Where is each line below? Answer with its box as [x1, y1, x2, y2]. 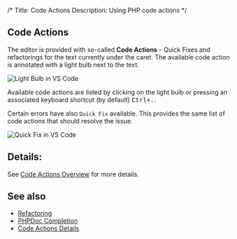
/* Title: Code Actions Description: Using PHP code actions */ [7, 6, 187, 14]
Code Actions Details [17, 224, 79, 233]
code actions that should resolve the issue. [7, 116, 133, 125]
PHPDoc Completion [17, 216, 78, 226]
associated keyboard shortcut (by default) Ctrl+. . [7, 95, 156, 104]
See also [7, 191, 46, 203]
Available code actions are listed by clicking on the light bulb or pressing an [7, 88, 228, 96]
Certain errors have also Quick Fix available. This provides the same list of [7, 109, 226, 118]
